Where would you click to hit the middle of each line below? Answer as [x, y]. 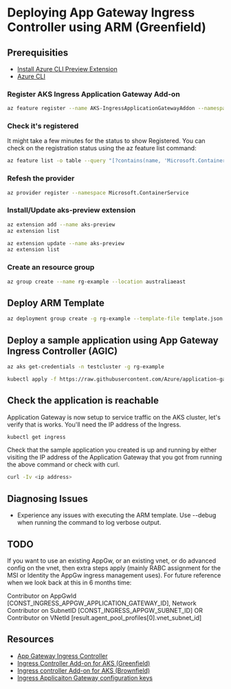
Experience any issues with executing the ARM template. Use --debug [117, 515]
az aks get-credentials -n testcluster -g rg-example [86, 366]
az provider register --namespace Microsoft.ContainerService [98, 193]
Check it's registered [43, 126]
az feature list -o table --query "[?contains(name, [84, 161]
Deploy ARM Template [56, 303]
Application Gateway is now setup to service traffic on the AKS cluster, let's [114, 417]
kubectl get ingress [37, 437]
